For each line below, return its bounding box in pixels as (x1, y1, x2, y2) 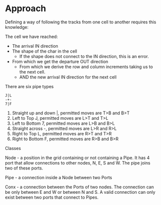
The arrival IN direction (12, 43, 58, 49)
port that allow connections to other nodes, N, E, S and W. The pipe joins (5, 160, 151, 166)
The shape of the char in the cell (12, 48, 77, 54)
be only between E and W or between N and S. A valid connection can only (5, 189, 156, 195)
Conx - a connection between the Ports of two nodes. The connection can (5, 184, 154, 190)
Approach (5, 3, 46, 14)
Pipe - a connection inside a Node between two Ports (5, 174, 112, 180)
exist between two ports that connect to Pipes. (5, 194, 99, 200)
